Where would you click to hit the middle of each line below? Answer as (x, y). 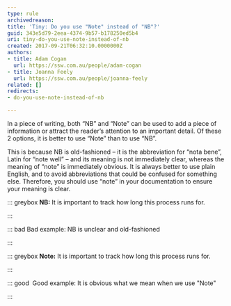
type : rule (23, 14)
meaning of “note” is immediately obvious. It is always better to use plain (111, 167)
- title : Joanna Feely (40, 72)
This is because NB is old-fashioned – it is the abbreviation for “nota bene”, (115, 152)
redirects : (23, 91)
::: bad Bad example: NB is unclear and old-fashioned (83, 229)
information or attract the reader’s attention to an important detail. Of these (114, 131)
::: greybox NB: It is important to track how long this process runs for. (106, 202)
